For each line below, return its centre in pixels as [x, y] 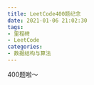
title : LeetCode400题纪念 [44, 14]
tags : [15, 27]
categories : [25, 47]
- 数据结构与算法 [29, 54]
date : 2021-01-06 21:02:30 [47, 21]
